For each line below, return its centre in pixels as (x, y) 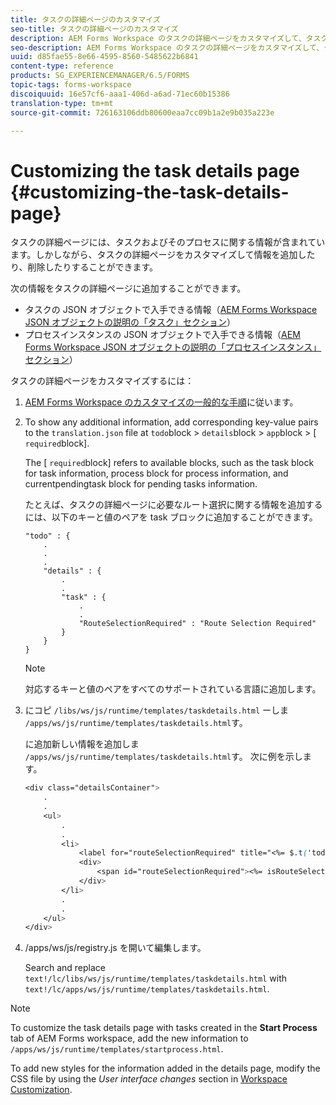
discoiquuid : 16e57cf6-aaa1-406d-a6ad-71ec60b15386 (120, 94)
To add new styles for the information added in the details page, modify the (165, 1068)
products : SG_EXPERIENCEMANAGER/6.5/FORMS (100, 76)
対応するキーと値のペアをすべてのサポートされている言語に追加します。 (173, 689)
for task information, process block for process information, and (156, 473)
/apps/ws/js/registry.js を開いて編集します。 (115, 948)
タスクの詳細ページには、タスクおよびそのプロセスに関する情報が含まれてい (168, 242)
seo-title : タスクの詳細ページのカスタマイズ (94, 29)
